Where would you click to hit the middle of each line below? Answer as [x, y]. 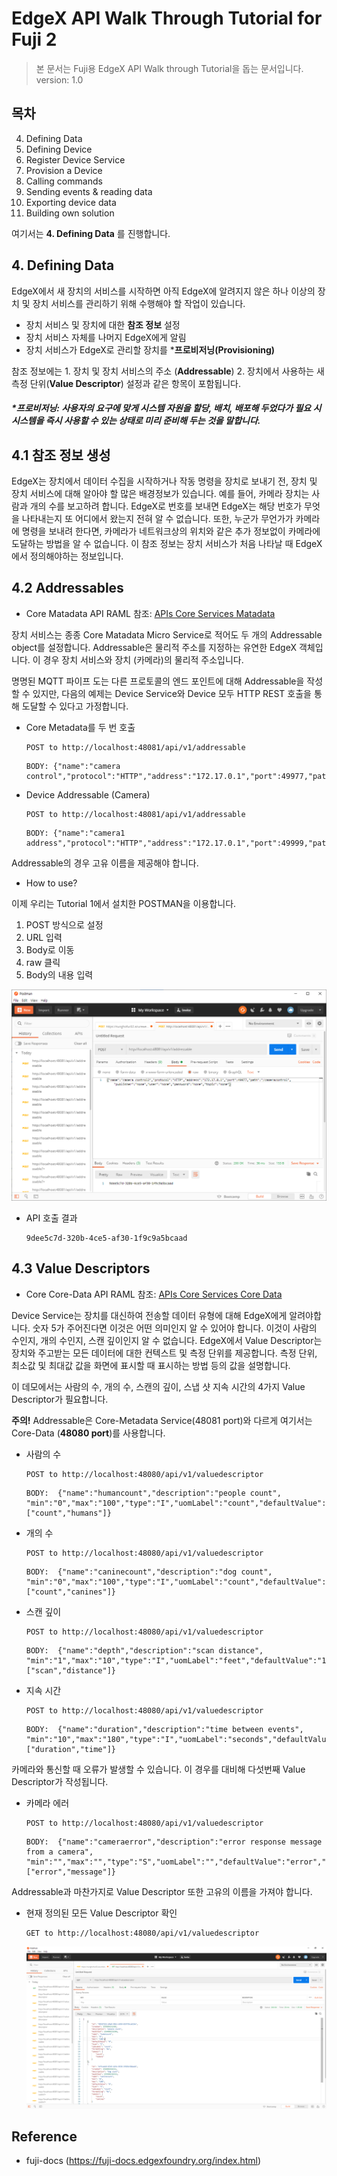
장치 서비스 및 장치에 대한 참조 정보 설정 [103, 324]
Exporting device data [71, 202]
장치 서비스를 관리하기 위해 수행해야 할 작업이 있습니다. [139, 303]
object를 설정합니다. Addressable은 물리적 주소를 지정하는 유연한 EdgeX [154, 647]
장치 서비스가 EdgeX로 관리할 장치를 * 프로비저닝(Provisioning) [150, 349]
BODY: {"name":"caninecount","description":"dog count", [149, 1572]
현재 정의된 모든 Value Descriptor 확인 [101, 1913]
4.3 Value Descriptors [81, 1268]
